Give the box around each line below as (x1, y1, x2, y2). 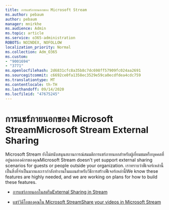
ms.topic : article (5, 31, 44, 36)
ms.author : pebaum (5, 12, 44, 17)
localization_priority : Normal (5, 45, 71, 50)
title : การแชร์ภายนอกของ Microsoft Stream (5, 7, 87, 13)
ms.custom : (5, 54, 28, 59)
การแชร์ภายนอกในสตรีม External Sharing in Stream (12, 189, 107, 195)
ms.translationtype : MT (5, 77, 55, 82)
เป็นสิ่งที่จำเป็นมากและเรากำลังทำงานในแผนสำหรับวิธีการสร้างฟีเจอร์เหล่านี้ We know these (5, 168, 158, 174)
